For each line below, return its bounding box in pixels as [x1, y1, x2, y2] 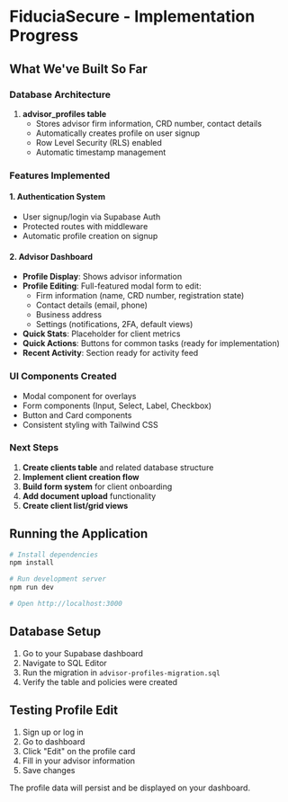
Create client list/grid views [22, 500, 129, 511]
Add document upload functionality [22, 490, 157, 501]
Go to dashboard [22, 735, 85, 747]
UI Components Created [9, 370, 117, 383]
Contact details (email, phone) [35, 299, 148, 311]
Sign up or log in [22, 726, 84, 737]
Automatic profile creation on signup [22, 231, 158, 241]
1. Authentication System [9, 192, 106, 202]
